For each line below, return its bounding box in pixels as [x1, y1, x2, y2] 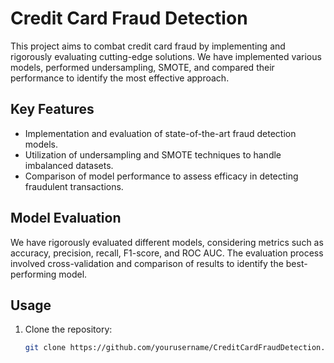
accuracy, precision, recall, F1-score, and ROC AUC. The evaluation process [10, 247, 324, 259]
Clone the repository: [24, 323, 113, 336]
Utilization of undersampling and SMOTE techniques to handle [24, 148, 282, 161]
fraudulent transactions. [24, 180, 124, 192]
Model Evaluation [10, 210, 122, 227]
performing [10, 268, 57, 280]
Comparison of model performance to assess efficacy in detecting [24, 170, 299, 182]
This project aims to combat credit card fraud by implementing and [10, 40, 286, 52]
